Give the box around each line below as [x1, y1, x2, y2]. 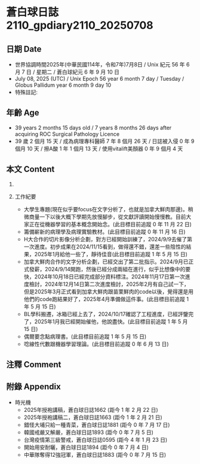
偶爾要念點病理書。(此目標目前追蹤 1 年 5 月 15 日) [23, 333, 147, 340]
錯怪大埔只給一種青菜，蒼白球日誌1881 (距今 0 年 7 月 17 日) [23, 421, 170, 428]
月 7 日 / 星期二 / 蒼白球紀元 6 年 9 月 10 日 [14, 68, 119, 75]
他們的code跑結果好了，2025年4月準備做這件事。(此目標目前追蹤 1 [23, 295, 189, 302]
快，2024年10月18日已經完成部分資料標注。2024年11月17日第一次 [23, 273, 185, 280]
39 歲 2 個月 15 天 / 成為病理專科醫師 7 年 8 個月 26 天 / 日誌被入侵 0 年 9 [14, 137, 195, 144]
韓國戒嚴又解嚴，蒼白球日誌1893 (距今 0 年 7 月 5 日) [23, 429, 154, 436]
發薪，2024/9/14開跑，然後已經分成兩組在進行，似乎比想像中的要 [29, 265, 191, 272]
